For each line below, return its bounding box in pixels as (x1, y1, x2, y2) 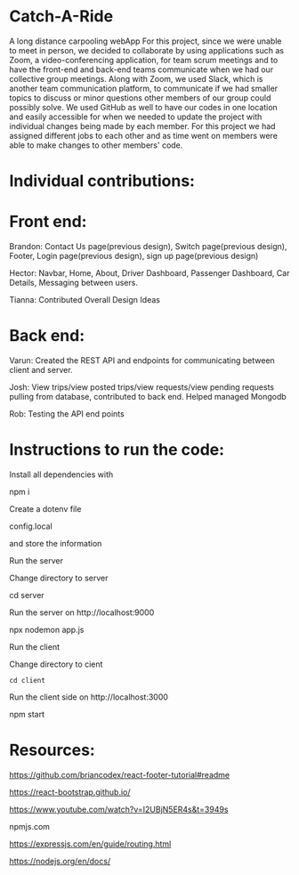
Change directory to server (9, 572, 109, 583)
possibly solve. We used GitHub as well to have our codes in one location (9, 101, 278, 112)
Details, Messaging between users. (9, 278, 138, 288)
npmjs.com (9, 821, 51, 831)
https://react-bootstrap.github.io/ (9, 786, 131, 798)
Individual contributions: (9, 171, 196, 191)
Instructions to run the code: (9, 440, 225, 460)
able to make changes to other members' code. (9, 140, 183, 150)
